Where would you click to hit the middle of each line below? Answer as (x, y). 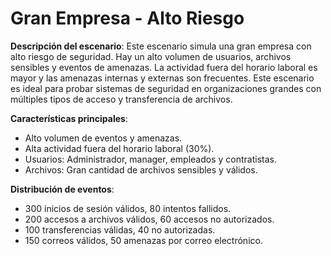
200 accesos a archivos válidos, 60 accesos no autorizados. (149, 219)
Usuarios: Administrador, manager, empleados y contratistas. (150, 159)
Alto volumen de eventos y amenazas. (103, 138)
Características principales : (69, 118)
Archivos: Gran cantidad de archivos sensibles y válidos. (141, 169)
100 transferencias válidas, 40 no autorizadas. (120, 229)
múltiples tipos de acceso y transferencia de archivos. (121, 99)
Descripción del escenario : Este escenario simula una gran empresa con (161, 46)
